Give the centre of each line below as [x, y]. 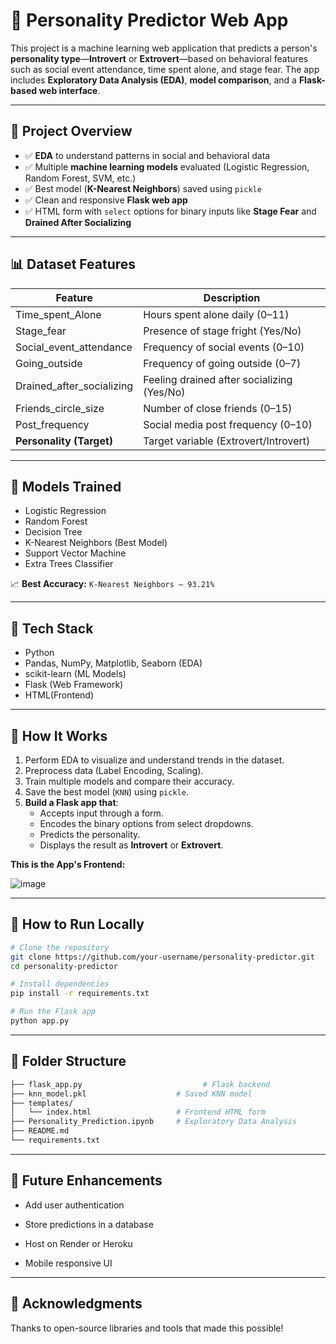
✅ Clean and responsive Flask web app [106, 200]
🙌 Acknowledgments [76, 1304]
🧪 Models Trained [66, 486]
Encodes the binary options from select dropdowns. [146, 823]
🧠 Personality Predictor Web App [149, 20]
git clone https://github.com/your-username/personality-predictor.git [162, 957]
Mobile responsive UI [68, 1263]
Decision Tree [53, 532]
